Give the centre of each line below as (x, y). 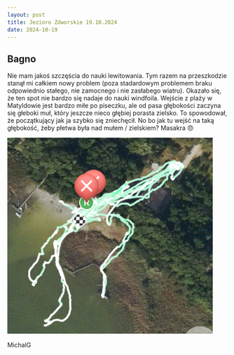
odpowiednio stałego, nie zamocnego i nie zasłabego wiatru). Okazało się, (115, 91)
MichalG (19, 345)
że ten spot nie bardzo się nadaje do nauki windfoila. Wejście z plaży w (110, 98)
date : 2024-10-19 (33, 29)
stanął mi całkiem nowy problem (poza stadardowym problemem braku (110, 83)
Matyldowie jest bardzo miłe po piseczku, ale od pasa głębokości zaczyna (114, 106)
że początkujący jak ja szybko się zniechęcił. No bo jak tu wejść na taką (111, 121)
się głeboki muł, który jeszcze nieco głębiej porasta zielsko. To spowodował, (117, 113)
